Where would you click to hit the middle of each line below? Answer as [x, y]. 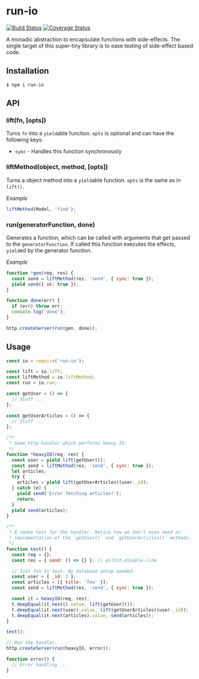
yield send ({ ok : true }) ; [45, 284]
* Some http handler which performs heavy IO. [68, 443]
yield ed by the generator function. [49, 250]
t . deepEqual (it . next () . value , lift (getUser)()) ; [73, 604]
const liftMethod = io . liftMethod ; [51, 377]
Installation [28, 71]
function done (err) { [33, 301]
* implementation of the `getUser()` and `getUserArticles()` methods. [100, 538]
